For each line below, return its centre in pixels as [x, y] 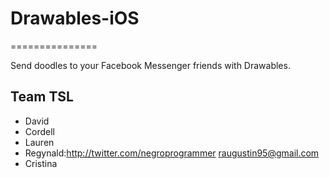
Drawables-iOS [75, 18]
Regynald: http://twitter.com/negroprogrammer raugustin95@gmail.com [172, 153]
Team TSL [42, 97]
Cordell [39, 131]
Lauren [39, 142]
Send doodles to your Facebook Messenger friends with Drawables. [150, 65]
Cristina [41, 163]
